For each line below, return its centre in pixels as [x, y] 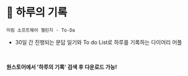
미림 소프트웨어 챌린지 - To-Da [41, 30]
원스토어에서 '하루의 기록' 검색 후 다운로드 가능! [62, 67]
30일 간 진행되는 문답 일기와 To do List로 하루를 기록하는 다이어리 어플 [99, 42]
